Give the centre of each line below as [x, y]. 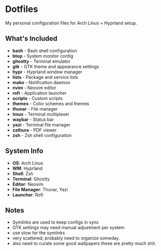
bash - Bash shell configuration [44, 50]
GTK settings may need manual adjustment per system [68, 228]
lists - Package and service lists [45, 77]
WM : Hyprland [27, 168]
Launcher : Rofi [28, 195]
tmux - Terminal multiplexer [41, 114]
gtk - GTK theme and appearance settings [56, 66]
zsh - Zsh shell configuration [42, 135]
